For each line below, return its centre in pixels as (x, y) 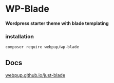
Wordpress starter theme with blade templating (57, 23)
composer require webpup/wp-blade (42, 47)
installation (20, 36)
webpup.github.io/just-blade (35, 75)
